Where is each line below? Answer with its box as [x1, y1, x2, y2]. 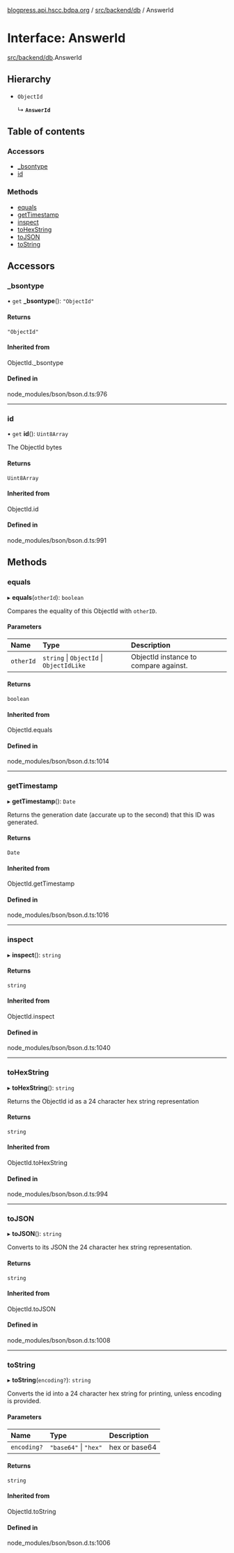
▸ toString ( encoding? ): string [7, 1376, 91, 1384]
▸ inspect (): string [7, 950, 61, 959]
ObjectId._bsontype [7, 358, 64, 366]
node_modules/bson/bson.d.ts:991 [7, 536, 107, 544]
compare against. [131, 660, 188, 670]
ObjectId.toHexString [7, 1158, 68, 1166]
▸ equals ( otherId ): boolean [7, 593, 84, 601]
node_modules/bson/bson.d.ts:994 [7, 1190, 108, 1198]
